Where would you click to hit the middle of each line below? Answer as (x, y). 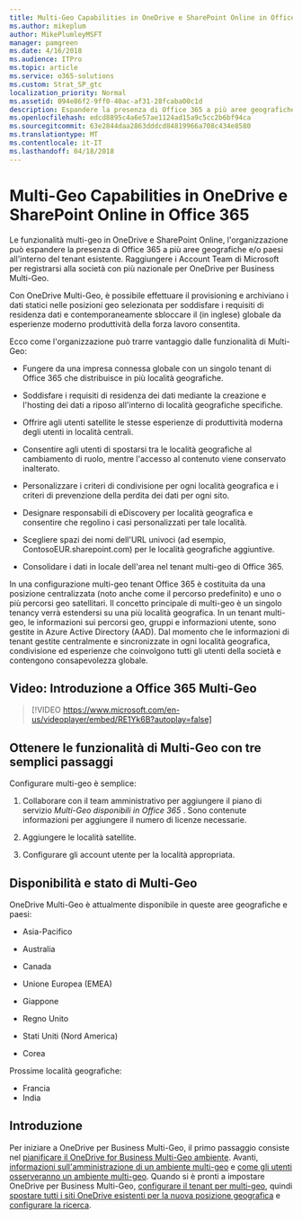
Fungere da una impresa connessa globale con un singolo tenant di (147, 368)
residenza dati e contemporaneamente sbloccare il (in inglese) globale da (145, 314)
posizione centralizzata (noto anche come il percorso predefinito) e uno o (145, 593)
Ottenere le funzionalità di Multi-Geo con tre (136, 748)
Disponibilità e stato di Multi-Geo (103, 883)
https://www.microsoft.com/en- (121, 710)
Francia (36, 1088)
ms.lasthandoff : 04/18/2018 (62, 151)
